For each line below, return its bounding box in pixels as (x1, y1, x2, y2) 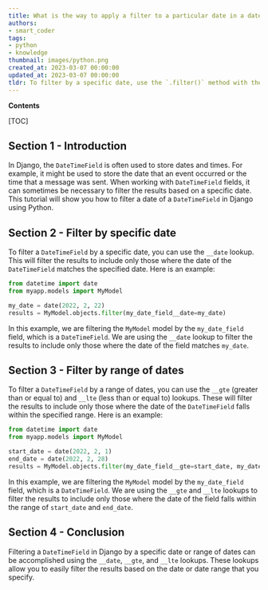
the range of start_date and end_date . (8, 502, 134, 512)
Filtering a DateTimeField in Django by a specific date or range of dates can (8, 547, 256, 556)
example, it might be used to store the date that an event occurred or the (8, 169, 247, 178)
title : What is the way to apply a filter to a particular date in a (8, 11, 245, 20)
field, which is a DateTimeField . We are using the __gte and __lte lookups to (8, 485, 258, 495)
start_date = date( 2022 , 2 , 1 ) (8, 448, 112, 456)
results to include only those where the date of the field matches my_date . (8, 341, 250, 350)
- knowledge (8, 49, 48, 57)
